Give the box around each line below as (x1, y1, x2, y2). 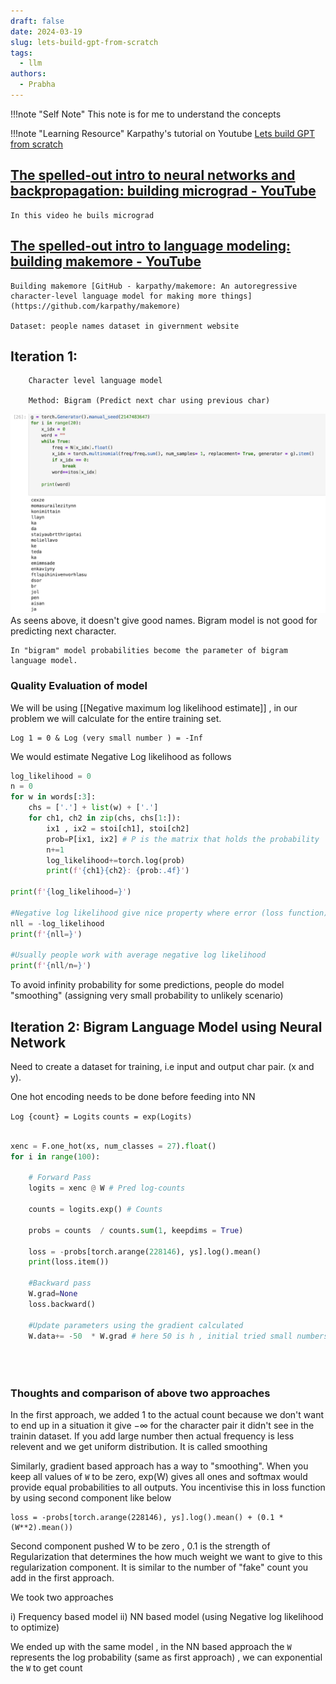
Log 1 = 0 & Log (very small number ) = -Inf (10, 733, 203, 743)
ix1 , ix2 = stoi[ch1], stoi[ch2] (46, 823, 190, 834)
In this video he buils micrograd (10, 210, 155, 220)
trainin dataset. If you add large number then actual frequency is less (10, 1430, 295, 1442)
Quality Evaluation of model (10, 679, 148, 693)
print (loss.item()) (28, 1257, 110, 1267)
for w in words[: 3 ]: (10, 792, 97, 802)
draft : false (10, 16, 65, 26)
